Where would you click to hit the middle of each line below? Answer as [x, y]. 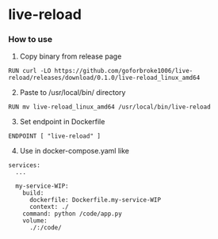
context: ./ [49, 207]
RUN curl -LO [30, 71]
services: [25, 165]
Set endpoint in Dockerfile [62, 122]
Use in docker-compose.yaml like [74, 151]
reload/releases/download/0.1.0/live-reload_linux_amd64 [104, 78]
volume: [35, 221]
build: [33, 193]
